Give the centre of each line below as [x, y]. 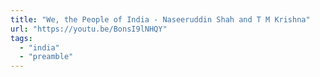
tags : [21, 38]
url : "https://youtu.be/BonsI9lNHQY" [89, 29]
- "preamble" [46, 57]
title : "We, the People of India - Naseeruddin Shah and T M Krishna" [160, 19]
